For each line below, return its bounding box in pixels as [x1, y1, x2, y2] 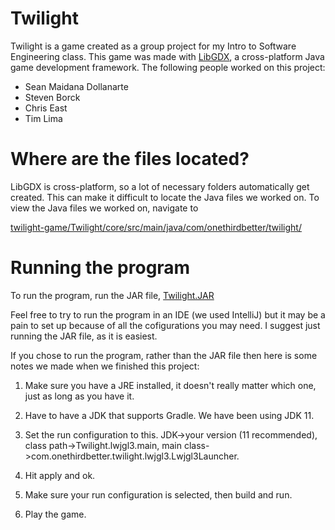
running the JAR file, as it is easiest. [10, 330, 158, 342]
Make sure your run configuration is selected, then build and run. [24, 488, 293, 501]
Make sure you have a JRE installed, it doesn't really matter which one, [24, 379, 317, 391]
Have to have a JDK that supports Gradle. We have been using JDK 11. [24, 409, 315, 421]
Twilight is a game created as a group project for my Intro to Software [10, 40, 297, 52]
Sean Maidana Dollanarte [24, 80, 129, 92]
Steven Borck [24, 91, 81, 103]
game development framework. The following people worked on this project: [10, 61, 326, 73]
